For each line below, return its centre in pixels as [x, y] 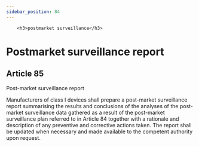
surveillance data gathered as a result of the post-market [95, 112]
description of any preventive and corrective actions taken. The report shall [99, 125]
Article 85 [25, 74]
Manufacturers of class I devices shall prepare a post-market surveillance [97, 100]
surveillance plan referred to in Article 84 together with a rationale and [93, 119]
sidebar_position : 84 [33, 12]
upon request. [23, 137]
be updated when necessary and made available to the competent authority [99, 131]
